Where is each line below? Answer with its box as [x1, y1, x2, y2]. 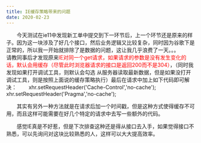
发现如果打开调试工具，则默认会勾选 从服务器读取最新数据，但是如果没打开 [6, 69, 191, 76]
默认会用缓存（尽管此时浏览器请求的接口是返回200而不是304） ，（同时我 [16, 61, 194, 69]
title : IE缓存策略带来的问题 [6, 8, 71, 15]
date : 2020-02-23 [6, 14, 50, 20]
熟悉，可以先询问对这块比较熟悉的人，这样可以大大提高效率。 [6, 130, 159, 137]
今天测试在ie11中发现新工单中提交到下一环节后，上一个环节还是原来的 [17, 31, 188, 39]
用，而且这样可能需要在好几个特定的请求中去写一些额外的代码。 [6, 110, 163, 117]
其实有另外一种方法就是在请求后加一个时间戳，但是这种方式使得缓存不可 [17, 102, 195, 110]
